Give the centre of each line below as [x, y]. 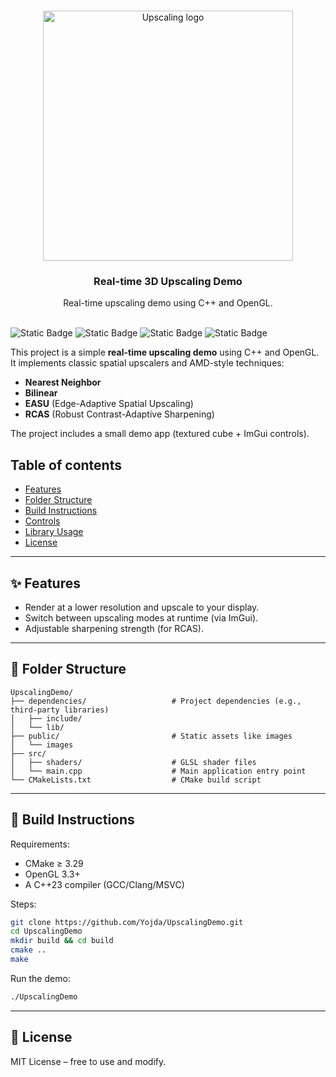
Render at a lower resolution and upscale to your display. [142, 607]
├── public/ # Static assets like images [151, 736]
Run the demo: [40, 978]
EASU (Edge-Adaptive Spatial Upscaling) [109, 404]
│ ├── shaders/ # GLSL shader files [133, 762]
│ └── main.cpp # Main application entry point [158, 771]
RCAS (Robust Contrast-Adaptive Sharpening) [119, 414]
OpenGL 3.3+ [52, 874]
